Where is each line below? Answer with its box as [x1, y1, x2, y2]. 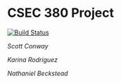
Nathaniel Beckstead [7, 69, 68, 77]
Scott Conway [7, 41, 49, 50]
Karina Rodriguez [7, 55, 58, 64]
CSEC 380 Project [7, 5, 115, 21]
